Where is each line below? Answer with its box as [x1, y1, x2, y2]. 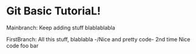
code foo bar [6, 42, 39, 49]
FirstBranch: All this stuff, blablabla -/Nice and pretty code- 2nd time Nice [6, 35, 191, 43]
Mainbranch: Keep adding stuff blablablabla [6, 24, 115, 31]
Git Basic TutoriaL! [6, 4, 101, 18]
